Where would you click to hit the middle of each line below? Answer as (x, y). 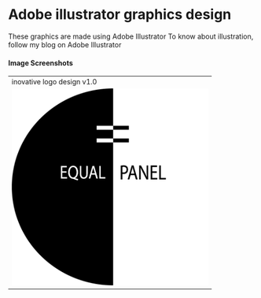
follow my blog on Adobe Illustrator (65, 44)
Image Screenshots (40, 63)
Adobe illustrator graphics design (120, 15)
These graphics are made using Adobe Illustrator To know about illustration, (131, 36)
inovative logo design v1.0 (54, 81)
